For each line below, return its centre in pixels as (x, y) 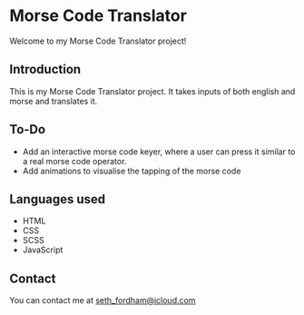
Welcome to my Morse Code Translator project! (98, 41)
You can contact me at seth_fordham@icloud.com (103, 300)
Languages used (58, 199)
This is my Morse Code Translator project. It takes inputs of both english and (152, 91)
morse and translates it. (54, 101)
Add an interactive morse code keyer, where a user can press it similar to (159, 152)
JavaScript (43, 250)
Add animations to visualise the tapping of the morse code (132, 171)
